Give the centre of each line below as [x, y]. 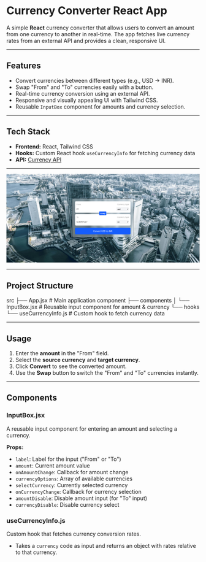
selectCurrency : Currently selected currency [71, 485]
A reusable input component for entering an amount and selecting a [92, 429]
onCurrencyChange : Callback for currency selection [78, 491]
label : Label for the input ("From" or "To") [68, 459]
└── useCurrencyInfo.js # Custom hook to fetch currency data [86, 314]
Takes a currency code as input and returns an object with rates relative [105, 545]
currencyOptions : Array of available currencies [74, 479]
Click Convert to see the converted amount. [71, 366]
